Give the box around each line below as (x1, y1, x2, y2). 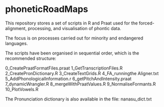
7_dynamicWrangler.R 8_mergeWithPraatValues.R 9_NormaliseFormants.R (5, 81, 156, 87)
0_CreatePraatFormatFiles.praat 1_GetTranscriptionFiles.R (5, 65, 123, 71)
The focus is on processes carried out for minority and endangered (5, 35, 144, 41)
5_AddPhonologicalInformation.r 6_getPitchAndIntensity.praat (5, 75, 132, 81)
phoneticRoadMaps (5, 3, 88, 15)
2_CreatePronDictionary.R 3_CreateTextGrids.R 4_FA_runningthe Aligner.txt (5, 70, 159, 76)
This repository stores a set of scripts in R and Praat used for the (5, 20, 138, 26)
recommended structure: (5, 55, 56, 61)
